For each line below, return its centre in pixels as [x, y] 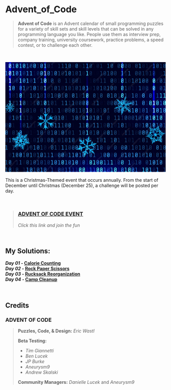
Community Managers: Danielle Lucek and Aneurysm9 [76, 382]
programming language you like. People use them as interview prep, [89, 34]
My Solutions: [28, 251]
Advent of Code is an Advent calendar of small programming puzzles [91, 23]
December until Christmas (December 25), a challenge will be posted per [82, 186]
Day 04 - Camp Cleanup [31, 280]
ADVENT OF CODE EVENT [50, 214]
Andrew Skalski [42, 372]
